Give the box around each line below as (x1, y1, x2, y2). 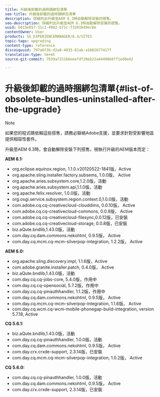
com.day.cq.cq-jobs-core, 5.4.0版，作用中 (12, 276, 97, 282)
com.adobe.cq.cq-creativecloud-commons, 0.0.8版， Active (12, 209, 133, 214)
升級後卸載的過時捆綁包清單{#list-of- (5, 83, 154, 94)
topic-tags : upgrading (5, 39, 51, 44)
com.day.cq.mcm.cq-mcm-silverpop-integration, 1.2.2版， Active (12, 239, 143, 244)
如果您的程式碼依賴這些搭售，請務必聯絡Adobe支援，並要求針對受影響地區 (5, 130, 154, 136)
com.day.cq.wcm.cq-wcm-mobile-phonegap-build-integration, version (12, 306, 154, 312)
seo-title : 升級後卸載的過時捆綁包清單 (5, 12, 76, 16)
